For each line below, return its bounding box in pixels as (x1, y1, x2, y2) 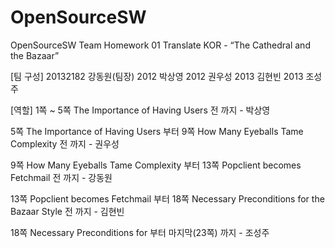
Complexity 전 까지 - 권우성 (10, 137, 120, 150)
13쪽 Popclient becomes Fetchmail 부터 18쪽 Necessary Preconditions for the (10, 192, 325, 205)
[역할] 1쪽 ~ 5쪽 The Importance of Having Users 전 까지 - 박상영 (10, 104, 271, 116)
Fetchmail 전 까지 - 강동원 (10, 171, 113, 183)
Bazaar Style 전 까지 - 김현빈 (10, 205, 125, 217)
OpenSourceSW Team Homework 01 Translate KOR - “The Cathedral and (10, 39, 311, 51)
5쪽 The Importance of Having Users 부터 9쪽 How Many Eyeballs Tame (10, 125, 304, 137)
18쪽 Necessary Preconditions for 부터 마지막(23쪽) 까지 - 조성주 (10, 226, 270, 238)
